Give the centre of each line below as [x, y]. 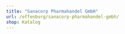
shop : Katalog [23, 22]
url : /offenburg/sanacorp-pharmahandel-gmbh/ [62, 17]
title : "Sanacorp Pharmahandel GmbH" [52, 11]
